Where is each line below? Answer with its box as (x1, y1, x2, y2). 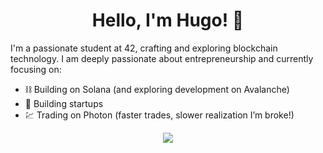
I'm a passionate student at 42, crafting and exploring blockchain (10, 42, 278, 54)
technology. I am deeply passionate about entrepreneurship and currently (10, 52, 314, 64)
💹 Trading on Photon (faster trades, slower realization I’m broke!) (24, 109, 295, 121)
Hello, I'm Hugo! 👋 (91, 9, 245, 32)
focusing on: (10, 63, 62, 75)
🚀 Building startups (24, 97, 104, 109)
